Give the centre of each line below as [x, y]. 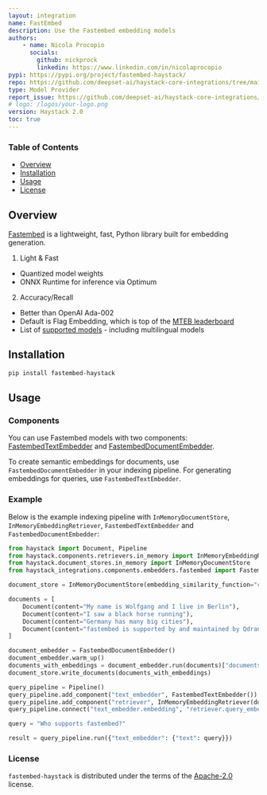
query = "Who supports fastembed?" [67, 724]
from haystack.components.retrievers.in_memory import [101, 556]
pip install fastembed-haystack [62, 373]
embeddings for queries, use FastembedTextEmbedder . [95, 479]
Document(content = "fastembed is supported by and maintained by [131, 629]
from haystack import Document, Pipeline [78, 548]
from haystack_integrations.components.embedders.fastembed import [122, 570]
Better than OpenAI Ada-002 [67, 312]
